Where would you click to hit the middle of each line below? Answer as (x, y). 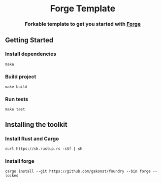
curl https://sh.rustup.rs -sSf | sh (44, 149)
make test (15, 109)
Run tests (17, 99)
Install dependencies (31, 54)
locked (12, 176)
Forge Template (83, 9)
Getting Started (29, 40)
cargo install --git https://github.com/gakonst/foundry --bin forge (78, 171)
